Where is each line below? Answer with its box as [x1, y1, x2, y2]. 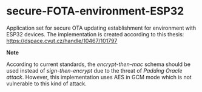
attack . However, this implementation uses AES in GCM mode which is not [6, 73, 192, 80]
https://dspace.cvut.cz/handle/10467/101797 [6, 37, 118, 44]
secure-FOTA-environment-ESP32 [6, 4, 184, 18]
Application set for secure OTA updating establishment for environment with [6, 24, 197, 31]
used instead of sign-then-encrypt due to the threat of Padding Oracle [6, 67, 183, 74]
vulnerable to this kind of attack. [6, 80, 87, 87]
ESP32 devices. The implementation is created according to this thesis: [6, 30, 184, 38]
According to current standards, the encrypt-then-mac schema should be [6, 61, 191, 68]
